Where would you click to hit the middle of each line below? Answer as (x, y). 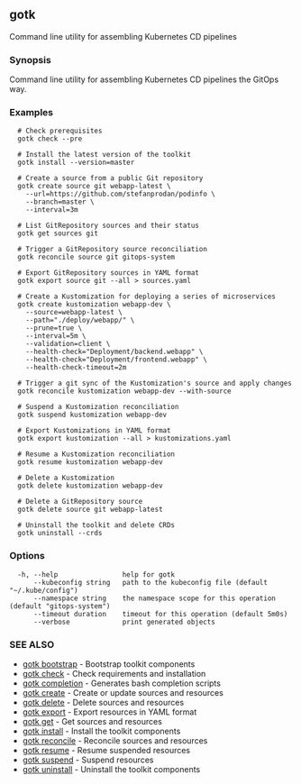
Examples (32, 113)
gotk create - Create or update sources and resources (123, 693)
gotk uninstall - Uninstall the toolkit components (111, 769)
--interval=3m (52, 210)
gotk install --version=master (76, 163)
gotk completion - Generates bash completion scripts (121, 683)
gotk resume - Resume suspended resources (106, 750)
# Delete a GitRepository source (80, 502)
